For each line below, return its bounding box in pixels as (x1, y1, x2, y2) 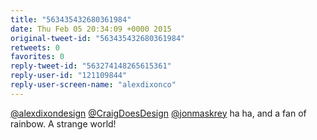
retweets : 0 (10, 42, 60, 53)
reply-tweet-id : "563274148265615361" (10, 61, 172, 71)
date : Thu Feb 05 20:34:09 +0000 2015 (10, 24, 172, 34)
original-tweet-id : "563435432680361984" (10, 33, 186, 43)
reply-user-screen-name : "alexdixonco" (10, 80, 177, 90)
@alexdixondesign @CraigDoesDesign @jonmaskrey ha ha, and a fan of (10, 107, 307, 119)
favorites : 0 (10, 52, 65, 62)
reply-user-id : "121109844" (10, 71, 128, 81)
